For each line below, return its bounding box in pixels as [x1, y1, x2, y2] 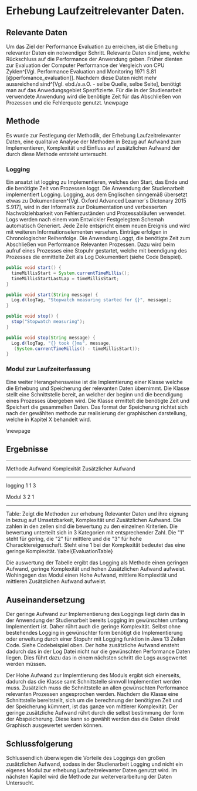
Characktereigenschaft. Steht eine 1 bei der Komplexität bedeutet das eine [6, 541, 186, 548]
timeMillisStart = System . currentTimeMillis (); [11, 270, 130, 276]
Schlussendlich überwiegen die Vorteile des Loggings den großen [6, 755, 165, 762]
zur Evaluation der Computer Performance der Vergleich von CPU [6, 62, 165, 69]
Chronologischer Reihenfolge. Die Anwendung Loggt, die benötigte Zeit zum [6, 235, 191, 242]
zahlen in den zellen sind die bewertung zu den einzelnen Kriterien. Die [6, 523, 178, 530]
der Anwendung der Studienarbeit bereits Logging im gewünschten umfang [6, 617, 189, 624]
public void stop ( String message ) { [6, 335, 96, 341]
